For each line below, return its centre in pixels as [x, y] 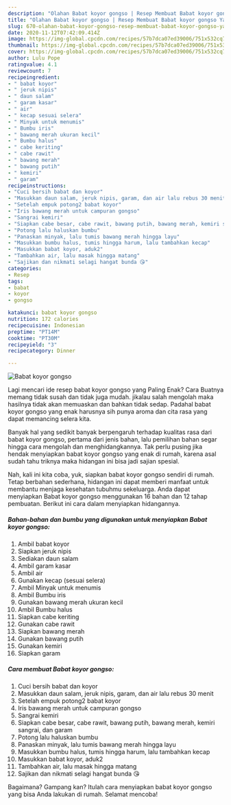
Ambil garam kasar [44, 566]
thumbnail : [23, 45]
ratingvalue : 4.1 [33, 64]
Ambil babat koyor [44, 544]
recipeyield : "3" [33, 345]
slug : [15, 26]
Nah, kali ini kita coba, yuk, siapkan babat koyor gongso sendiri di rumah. [111, 474]
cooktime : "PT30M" [34, 338]
